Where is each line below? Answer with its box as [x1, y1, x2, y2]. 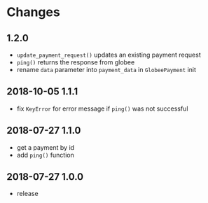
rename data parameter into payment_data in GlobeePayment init [16, 66, 197, 73]
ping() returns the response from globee [16, 58, 135, 66]
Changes [6, 4, 60, 20]
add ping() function [16, 150, 75, 159]
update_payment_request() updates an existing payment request [16, 50, 201, 59]
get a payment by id [16, 143, 75, 151]
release [16, 190, 39, 198]
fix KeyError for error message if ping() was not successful [16, 104, 188, 113]
